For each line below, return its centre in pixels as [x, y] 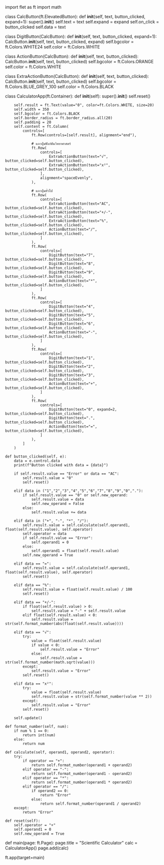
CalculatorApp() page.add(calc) [37, 848]
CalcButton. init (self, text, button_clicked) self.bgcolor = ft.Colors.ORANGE [80, 61]
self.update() [28, 718]
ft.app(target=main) [25, 857]
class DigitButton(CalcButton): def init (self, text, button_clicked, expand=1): [81, 36]
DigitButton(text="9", [72, 272]
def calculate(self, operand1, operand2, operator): [60, 752]
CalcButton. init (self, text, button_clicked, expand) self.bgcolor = [70, 42]
